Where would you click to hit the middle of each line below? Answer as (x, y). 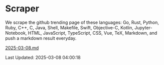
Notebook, (16, 33)
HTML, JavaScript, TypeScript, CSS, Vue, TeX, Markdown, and (93, 33)
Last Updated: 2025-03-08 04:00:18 (43, 57)
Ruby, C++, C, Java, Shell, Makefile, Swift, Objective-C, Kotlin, (69, 27)
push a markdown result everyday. (41, 38)
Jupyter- (143, 27)
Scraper (22, 9)
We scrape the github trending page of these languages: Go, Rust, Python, (82, 22)
